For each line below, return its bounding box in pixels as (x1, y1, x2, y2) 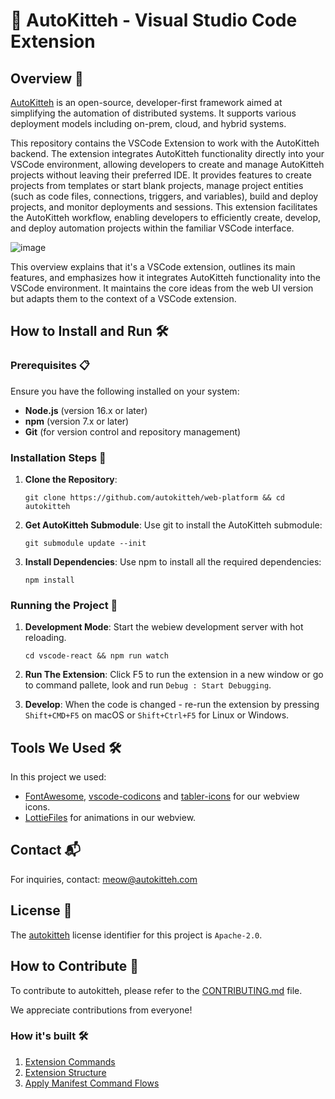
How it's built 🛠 (10, 1029, 89, 1043)
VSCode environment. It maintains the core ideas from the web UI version (10, 282, 314, 294)
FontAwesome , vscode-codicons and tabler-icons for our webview (24, 790, 300, 803)
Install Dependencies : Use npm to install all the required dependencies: (24, 555, 322, 568)
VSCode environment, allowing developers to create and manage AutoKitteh (10, 159, 325, 170)
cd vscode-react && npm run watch (24, 651, 169, 661)
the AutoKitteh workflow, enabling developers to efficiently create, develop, (10, 212, 322, 223)
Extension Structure (24, 1066, 107, 1078)
